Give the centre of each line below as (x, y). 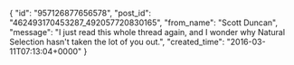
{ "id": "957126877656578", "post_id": (81, 13)
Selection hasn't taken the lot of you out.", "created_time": (117, 42)
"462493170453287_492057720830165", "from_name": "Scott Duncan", (144, 23)
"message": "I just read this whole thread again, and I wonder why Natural (147, 32)
